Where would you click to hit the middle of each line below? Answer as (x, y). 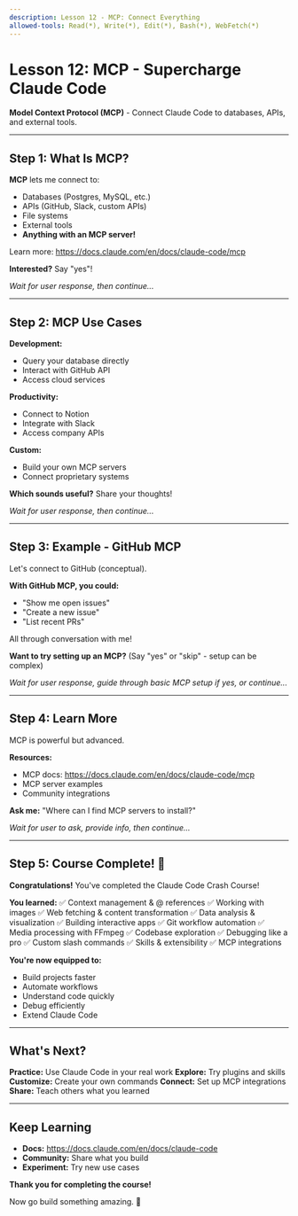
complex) (27, 665)
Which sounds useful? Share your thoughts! (91, 494)
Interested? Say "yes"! (51, 269)
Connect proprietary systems (75, 477)
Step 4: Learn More (63, 719)
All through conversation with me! (71, 638)
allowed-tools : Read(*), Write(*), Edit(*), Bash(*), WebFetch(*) (134, 26)
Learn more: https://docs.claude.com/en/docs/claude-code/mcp (128, 252)
